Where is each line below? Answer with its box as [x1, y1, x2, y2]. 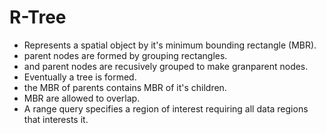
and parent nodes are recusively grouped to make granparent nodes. [23, 60, 309, 72]
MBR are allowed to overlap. [23, 92, 141, 104]
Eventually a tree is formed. [23, 71, 137, 83]
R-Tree [9, 6, 67, 29]
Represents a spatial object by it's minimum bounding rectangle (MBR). [23, 39, 317, 51]
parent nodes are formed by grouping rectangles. [23, 49, 228, 61]
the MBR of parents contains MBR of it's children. [23, 81, 227, 93]
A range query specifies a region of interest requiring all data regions [23, 102, 309, 115]
